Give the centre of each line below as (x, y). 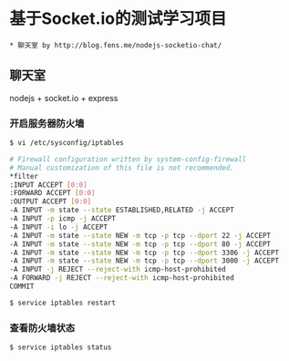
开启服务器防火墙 (47, 123)
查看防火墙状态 (42, 327)
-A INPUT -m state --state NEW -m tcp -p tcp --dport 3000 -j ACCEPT (144, 261)
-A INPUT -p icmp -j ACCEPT (63, 219)
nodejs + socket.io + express (64, 98)
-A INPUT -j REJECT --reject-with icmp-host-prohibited (118, 270)
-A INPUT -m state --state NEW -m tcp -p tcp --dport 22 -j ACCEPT (140, 235)
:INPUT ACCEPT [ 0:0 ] (49, 185)
